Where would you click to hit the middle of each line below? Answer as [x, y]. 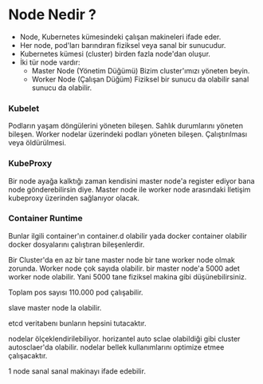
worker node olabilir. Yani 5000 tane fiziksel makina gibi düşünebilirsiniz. [128, 276]
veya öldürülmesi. [37, 143]
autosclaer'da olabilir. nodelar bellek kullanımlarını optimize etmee [116, 347]
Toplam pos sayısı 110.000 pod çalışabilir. [76, 292]
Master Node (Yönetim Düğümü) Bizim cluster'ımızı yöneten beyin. [141, 70]
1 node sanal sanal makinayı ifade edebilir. [77, 371]
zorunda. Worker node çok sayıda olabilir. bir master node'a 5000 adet [124, 268]
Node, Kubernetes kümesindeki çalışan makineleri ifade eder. [120, 37]
